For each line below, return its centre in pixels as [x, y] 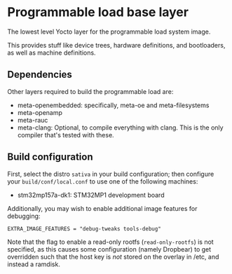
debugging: [24, 216]
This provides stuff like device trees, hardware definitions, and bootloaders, [116, 45]
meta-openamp [40, 112]
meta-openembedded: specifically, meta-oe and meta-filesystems [113, 105]
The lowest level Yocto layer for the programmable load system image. [109, 32]
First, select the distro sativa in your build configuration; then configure [111, 174]
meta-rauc [33, 120]
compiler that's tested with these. [66, 135]
